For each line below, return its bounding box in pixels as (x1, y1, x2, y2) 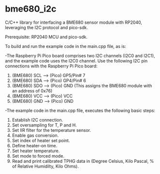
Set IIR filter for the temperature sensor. (12, 127, 91, 133)
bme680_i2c (5, 3, 57, 15)
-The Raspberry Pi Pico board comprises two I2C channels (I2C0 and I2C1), (5, 52, 156, 59)
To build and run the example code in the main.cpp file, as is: (5, 43, 127, 49)
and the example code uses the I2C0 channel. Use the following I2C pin (5, 58, 148, 63)
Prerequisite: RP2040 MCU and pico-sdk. (5, 34, 88, 40)
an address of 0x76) (12, 88, 53, 94)
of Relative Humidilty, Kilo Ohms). (12, 163, 79, 169)
